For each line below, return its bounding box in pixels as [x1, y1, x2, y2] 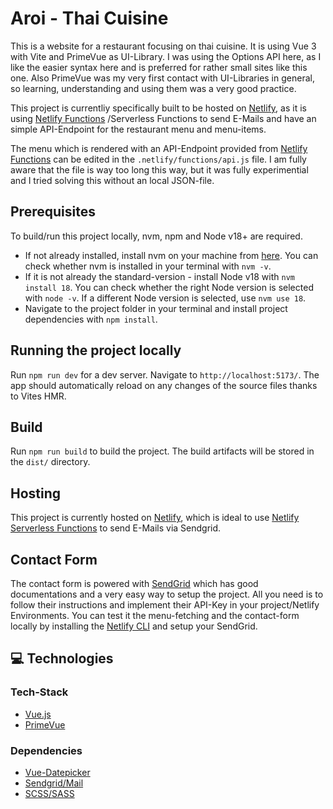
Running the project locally [10, 342, 182, 359]
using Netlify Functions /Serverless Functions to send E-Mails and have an [10, 112, 317, 124]
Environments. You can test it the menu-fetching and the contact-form [10, 610, 300, 621]
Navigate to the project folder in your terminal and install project [24, 302, 288, 314]
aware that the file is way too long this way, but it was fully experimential [10, 163, 309, 176]
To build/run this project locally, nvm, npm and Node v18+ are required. [10, 230, 303, 242]
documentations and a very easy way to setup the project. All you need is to [10, 588, 324, 600]
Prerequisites [10, 203, 96, 221]
